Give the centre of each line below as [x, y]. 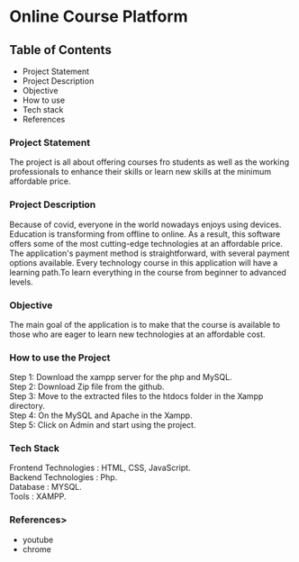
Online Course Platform [99, 17]
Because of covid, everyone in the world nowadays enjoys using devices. [145, 224]
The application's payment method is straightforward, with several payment [149, 253]
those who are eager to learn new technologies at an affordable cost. [137, 334]
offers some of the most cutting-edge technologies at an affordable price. [146, 243]
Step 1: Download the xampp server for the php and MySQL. [121, 377]
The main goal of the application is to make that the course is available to [145, 324]
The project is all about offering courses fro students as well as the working [149, 162]
